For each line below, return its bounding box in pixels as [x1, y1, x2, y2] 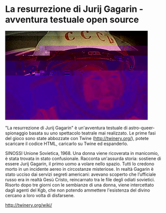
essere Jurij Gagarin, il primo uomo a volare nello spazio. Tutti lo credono [5, 160, 155, 167]
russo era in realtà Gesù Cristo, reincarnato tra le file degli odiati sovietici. [5, 176, 155, 182]
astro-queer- [128, 125, 155, 131]
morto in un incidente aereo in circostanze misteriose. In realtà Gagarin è [5, 166, 154, 172]
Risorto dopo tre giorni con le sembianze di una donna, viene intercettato [5, 182, 154, 188]
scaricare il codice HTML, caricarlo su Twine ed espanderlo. [5, 141, 128, 146]
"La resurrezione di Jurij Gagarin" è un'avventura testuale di [5, 125, 128, 131]
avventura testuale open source [5, 14, 139, 25]
